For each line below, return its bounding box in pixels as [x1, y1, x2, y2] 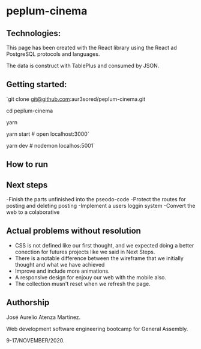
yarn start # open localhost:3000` [6, 130, 89, 138]
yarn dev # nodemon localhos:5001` [6, 142, 95, 149]
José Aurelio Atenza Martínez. [6, 314, 81, 321]
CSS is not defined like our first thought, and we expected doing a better [14, 241, 194, 249]
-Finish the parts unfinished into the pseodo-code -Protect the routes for [6, 196, 186, 203]
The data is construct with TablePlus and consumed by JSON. [6, 62, 160, 69]
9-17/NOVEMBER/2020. [6, 336, 65, 344]
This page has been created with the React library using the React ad [6, 44, 177, 51]
